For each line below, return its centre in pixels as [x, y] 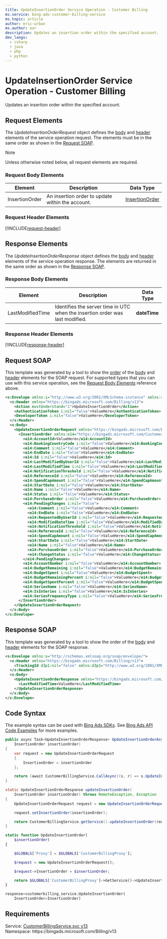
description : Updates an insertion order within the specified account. [82, 33]
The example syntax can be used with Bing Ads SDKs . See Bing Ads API [79, 725]
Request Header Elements [37, 218]
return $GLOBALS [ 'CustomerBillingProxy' [56, 880]
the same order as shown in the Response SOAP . [55, 266]
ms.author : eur [21, 28]
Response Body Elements [37, 279]
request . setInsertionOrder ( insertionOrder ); [61, 813]
